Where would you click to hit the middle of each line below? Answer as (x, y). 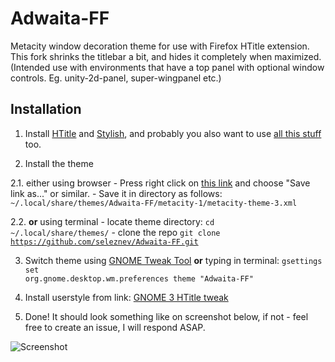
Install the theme (59, 163)
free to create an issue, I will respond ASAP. (115, 327)
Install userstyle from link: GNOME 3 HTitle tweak (126, 297)
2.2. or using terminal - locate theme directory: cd (112, 221)
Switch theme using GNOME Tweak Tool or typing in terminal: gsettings (173, 260)
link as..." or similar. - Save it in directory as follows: (116, 193)
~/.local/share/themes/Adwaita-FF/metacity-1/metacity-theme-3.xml (154, 203)
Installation (46, 109)
